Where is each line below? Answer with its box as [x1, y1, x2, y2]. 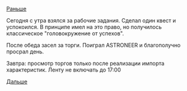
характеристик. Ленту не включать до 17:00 [6, 66, 121, 73]
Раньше [6, 5, 27, 12]
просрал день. [6, 48, 44, 55]
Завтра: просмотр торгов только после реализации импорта [6, 60, 164, 67]
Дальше [6, 78, 27, 85]
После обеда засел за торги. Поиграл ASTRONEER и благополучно [6, 42, 181, 49]
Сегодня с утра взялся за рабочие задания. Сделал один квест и [6, 17, 177, 24]
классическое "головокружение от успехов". [6, 30, 124, 37]
